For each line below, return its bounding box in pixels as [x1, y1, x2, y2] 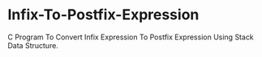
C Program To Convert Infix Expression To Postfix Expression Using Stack [7, 32, 255, 42]
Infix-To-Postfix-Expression [7, 6, 200, 24]
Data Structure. [7, 40, 58, 50]
